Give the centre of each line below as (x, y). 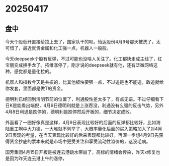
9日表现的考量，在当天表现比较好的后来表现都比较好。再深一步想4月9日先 (82, 135)
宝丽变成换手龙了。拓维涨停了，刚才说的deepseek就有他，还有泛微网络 (79, 65)
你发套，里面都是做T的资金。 (35, 88)
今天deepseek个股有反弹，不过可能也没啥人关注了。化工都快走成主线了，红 (84, 59)
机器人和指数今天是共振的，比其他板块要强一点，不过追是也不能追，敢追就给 (84, 82)
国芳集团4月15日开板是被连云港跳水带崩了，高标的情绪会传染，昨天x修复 (80, 152)
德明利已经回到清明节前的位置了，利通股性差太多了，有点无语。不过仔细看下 (84, 99)
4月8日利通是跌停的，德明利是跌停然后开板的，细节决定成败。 (70, 112)
